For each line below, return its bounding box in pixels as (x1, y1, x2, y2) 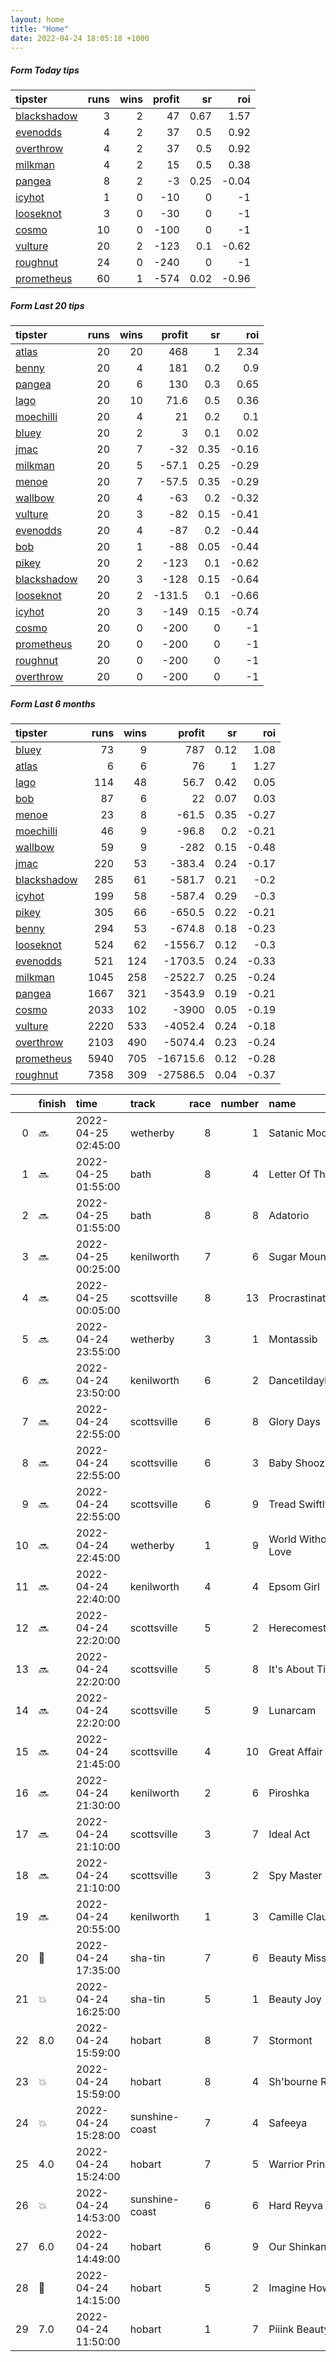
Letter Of (268, 1167, 311, 1181)
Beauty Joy (268, 1992, 322, 2006)
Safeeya (268, 2116, 308, 2130)
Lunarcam (268, 1704, 317, 1718)
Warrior (268, 2157, 305, 2171)
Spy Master (268, 1869, 323, 1883)
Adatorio (268, 1209, 310, 1223)
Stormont (268, 2034, 313, 2048)
